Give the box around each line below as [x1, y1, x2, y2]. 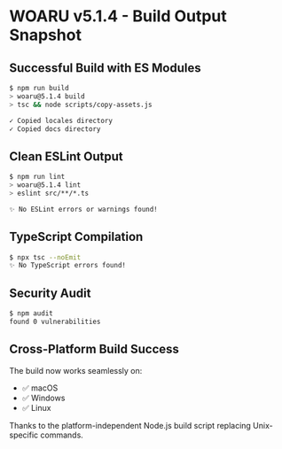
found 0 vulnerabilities [9, 317, 101, 326]
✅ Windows [21, 392, 66, 403]
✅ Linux [21, 402, 51, 413]
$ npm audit [9, 309, 53, 318]
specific [9, 430, 39, 440]
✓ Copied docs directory [9, 124, 101, 134]
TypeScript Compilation [9, 229, 144, 244]
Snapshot [9, 25, 82, 45]
